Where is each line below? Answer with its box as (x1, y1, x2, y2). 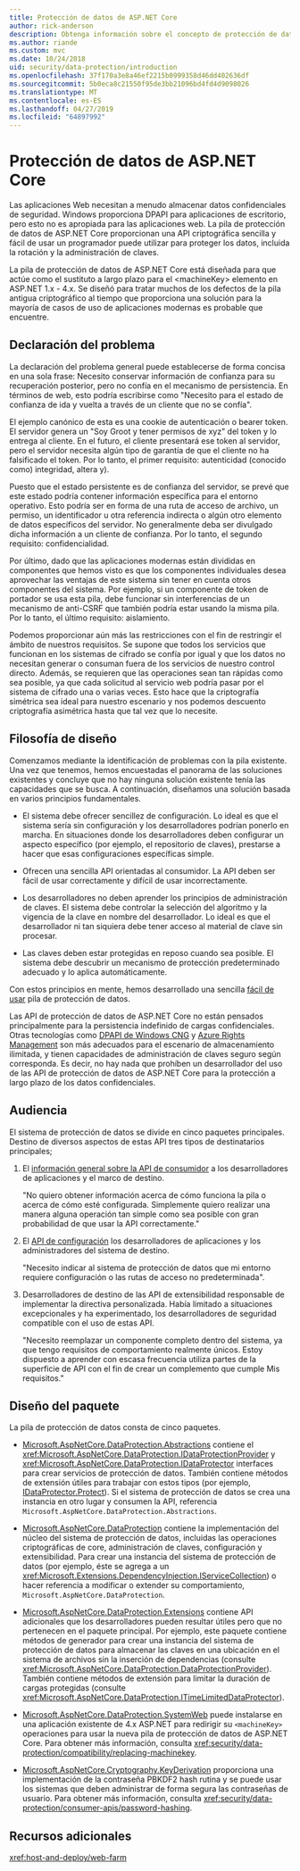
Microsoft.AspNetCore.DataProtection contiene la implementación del (21, 1523, 279, 1534)
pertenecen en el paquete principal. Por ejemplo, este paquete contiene (21, 1626, 287, 1636)
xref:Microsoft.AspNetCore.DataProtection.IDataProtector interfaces (21, 1459, 274, 1469)
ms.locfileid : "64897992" (9, 112, 105, 121)
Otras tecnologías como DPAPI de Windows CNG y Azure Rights (9, 1029, 246, 1040)
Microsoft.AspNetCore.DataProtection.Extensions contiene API (21, 1607, 254, 1617)
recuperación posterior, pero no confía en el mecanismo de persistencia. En (9, 380, 288, 391)
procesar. (21, 930, 58, 941)
